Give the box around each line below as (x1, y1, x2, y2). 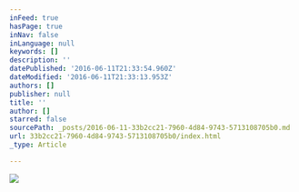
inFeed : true (9, 13, 59, 23)
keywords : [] (9, 47, 59, 56)
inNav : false (9, 30, 59, 39)
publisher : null (9, 89, 71, 98)
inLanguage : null (9, 38, 75, 48)
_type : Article (9, 140, 67, 149)
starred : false (9, 115, 67, 124)
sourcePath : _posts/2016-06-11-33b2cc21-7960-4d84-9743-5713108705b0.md (9, 124, 291, 133)
